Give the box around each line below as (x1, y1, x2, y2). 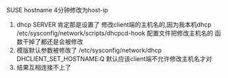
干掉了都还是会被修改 (22, 38, 83, 46)
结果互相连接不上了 (16, 64, 72, 71)
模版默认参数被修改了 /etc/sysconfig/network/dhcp (16, 47, 163, 54)
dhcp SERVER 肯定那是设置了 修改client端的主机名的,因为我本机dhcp (16, 21, 211, 29)
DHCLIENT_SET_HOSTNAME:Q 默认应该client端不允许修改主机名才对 (16, 55, 213, 63)
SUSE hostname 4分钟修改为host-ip (6, 6, 108, 14)
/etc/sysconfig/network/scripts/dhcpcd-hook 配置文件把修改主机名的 (16, 29, 214, 37)
